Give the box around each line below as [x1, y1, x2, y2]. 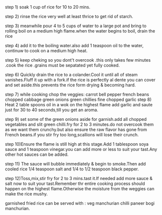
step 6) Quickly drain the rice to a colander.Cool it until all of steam [5, 72, 138, 77]
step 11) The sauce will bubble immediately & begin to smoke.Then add [5, 161, 146, 166]
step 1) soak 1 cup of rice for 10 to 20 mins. [5, 4, 90, 10]
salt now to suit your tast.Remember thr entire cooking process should [5, 181, 145, 186]
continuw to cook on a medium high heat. [5, 48, 88, 53]
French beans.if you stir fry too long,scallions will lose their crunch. [5, 132, 139, 137]
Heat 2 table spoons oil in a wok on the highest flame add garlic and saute [5, 102, 153, 107]
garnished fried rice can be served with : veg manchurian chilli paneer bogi [5, 200, 155, 206]
